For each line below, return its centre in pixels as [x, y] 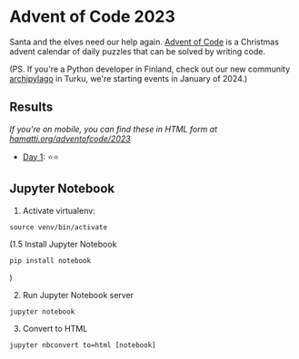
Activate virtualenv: [59, 210]
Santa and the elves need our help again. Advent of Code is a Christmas [145, 42]
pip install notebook [50, 260]
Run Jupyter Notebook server [78, 295]
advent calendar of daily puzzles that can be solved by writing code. [138, 51]
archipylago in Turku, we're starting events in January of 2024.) [129, 78]
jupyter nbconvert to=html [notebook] [83, 345]
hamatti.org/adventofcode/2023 [70, 139]
